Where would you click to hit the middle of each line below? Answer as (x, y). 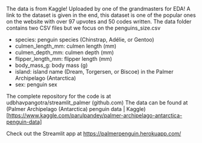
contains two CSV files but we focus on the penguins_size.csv (84, 28)
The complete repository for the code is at (59, 96)
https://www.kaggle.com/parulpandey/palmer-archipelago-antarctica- (95, 115)
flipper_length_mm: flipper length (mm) (64, 59)
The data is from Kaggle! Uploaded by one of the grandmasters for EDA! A (99, 9)
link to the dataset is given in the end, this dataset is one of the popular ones (101, 15)
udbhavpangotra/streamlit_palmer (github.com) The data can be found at (97, 103)
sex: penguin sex (36, 84)
